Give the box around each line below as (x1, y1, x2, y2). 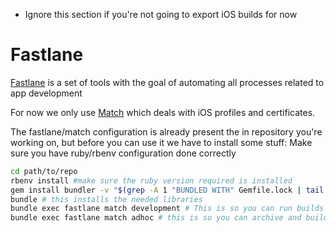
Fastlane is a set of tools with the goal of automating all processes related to (10, 76, 325, 88)
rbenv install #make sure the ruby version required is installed (10, 175, 293, 186)
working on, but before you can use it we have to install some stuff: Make (10, 136, 313, 148)
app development (10, 87, 83, 99)
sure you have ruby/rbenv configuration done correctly (10, 147, 237, 159)
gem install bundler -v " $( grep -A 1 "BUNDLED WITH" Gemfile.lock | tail (10, 185, 325, 195)
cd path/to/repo (10, 166, 78, 176)
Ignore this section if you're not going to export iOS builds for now (24, 9, 298, 20)
